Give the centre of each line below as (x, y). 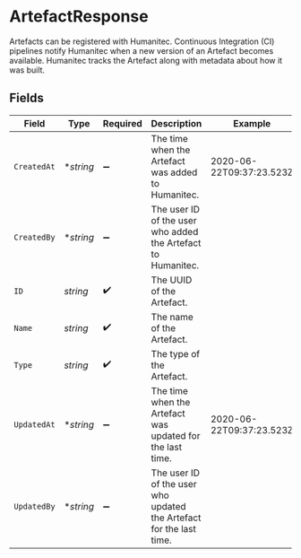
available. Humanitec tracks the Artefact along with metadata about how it (146, 60)
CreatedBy (34, 237)
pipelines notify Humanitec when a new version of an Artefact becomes (142, 50)
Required (123, 123)
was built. (27, 70)
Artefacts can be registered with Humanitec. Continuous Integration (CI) (142, 41)
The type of (175, 353)
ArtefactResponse (79, 17)
